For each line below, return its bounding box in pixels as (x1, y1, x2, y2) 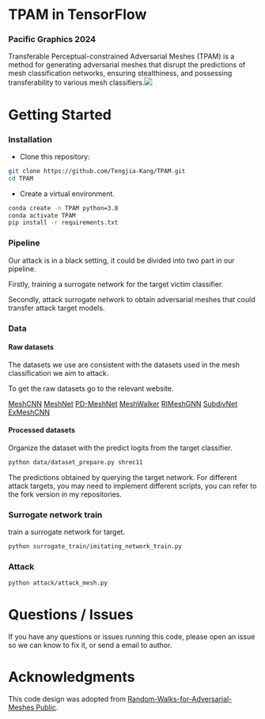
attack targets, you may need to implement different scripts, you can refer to (8, 481, 257, 490)
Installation (8, 134, 53, 145)
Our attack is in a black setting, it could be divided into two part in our (8, 255, 235, 265)
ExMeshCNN (8, 407, 50, 417)
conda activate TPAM (8, 211, 77, 219)
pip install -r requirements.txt (8, 219, 119, 227)
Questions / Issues (8, 606, 134, 624)
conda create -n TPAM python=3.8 (8, 204, 119, 212)
